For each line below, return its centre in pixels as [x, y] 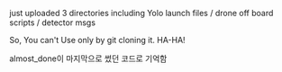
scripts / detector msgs [53, 22]
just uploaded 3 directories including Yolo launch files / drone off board [141, 13]
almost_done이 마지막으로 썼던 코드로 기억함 [88, 58]
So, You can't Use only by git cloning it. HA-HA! [98, 40]
